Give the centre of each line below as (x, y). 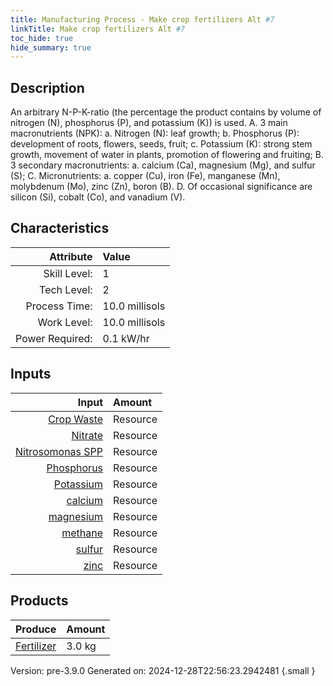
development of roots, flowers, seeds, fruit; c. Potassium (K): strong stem (161, 144)
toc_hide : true (42, 38)
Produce (36, 629)
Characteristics (60, 228)
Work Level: (65, 322)
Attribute (71, 256)
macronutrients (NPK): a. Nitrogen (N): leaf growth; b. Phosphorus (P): (155, 133)
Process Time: (59, 306)
